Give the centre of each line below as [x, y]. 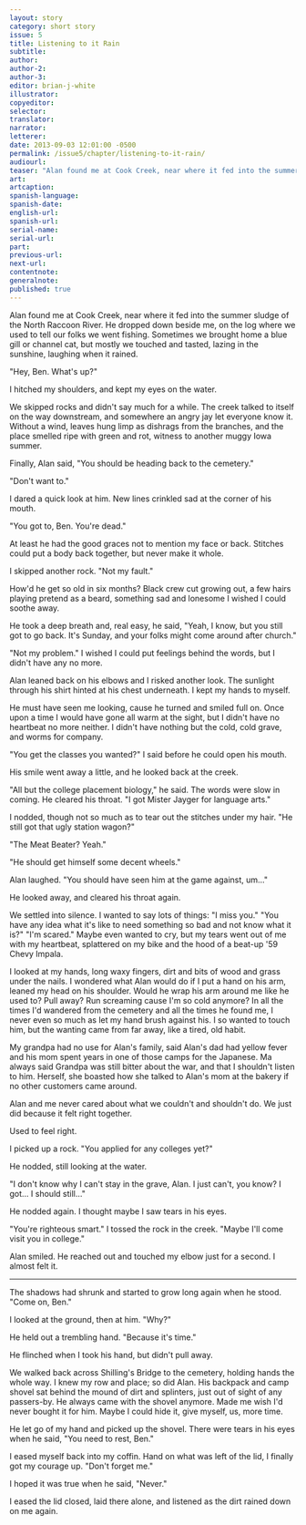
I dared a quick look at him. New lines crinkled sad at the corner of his [140, 499]
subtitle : [28, 52]
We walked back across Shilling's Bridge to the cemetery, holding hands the [152, 1372]
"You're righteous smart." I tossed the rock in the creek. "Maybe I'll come [147, 1229]
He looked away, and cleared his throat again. [95, 897]
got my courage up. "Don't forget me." [81, 1466]
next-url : [28, 264]
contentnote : [34, 273]
